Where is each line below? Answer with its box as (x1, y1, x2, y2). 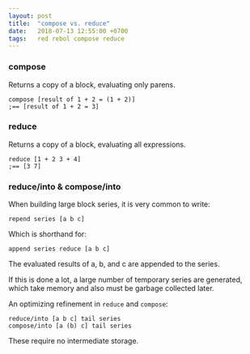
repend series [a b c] (8, 215, 85, 224)
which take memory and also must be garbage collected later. (8, 284, 214, 293)
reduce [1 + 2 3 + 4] (8, 155, 82, 163)
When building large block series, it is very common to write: (8, 199, 210, 209)
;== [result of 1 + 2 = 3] (8, 102, 100, 110)
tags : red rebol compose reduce (8, 34, 125, 43)
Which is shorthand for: (8, 229, 87, 239)
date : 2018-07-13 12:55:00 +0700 (8, 27, 129, 35)
